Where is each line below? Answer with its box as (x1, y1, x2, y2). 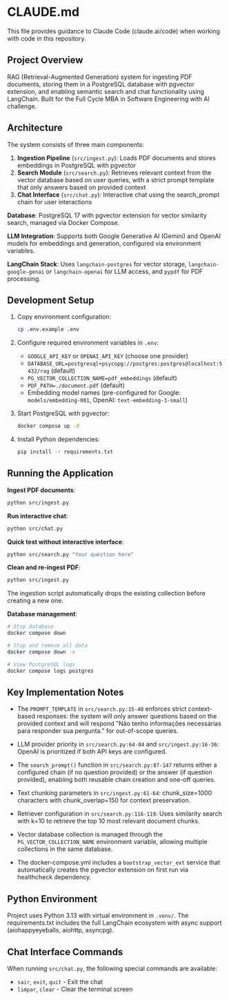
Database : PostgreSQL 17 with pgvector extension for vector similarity (7, 211, 207, 219)
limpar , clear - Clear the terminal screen (17, 985, 133, 993)
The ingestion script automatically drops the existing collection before (7, 589, 206, 598)
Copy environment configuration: (17, 313, 112, 321)
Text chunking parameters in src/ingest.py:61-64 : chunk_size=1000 (17, 789, 212, 797)
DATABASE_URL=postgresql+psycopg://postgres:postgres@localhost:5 (27, 360, 223, 368)
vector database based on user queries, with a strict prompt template (17, 175, 215, 184)
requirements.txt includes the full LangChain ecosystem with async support (7, 919, 222, 927)
